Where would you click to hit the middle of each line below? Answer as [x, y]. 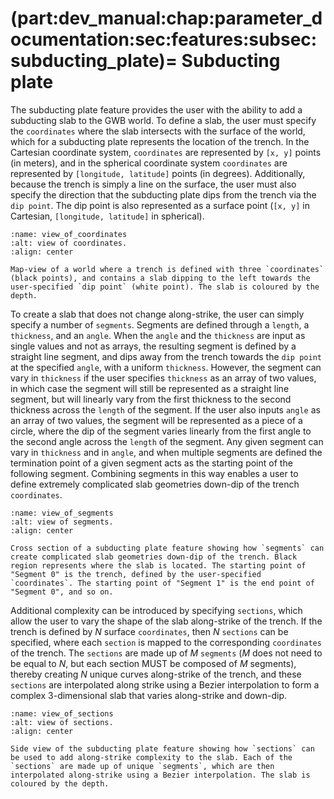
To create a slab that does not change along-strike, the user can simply [157, 314]
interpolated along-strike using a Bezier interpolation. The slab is [160, 775]
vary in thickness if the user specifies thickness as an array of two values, [163, 378]
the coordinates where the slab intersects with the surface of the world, [158, 131]
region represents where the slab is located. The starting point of [158, 565]
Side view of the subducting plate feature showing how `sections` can [162, 748]
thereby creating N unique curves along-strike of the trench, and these [156, 674]
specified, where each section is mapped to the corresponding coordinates [166, 642]
